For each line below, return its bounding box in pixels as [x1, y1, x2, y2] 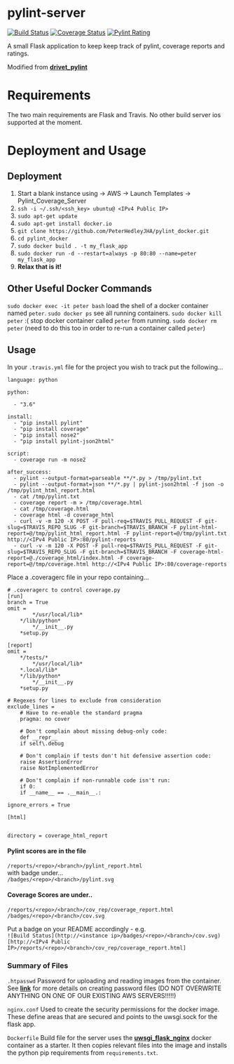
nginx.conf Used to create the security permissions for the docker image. [7, 1005, 220, 1013]
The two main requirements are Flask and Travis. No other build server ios [7, 110, 221, 119]
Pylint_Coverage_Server [17, 197, 87, 205]
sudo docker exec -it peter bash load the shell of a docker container [7, 301, 209, 310]
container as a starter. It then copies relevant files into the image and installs [7, 1041, 228, 1050]
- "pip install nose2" [13, 432, 80, 439]
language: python [7, 376, 58, 383]
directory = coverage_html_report [7, 832, 109, 839]
